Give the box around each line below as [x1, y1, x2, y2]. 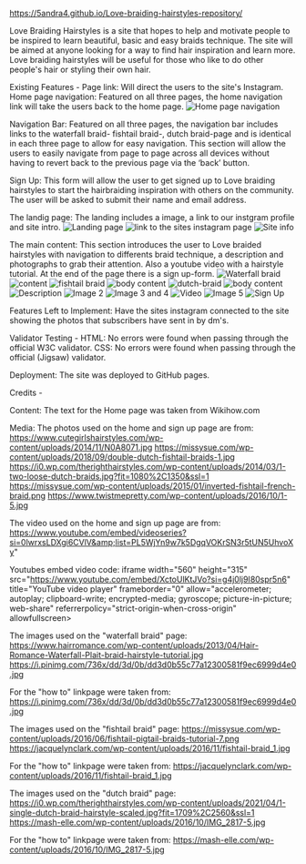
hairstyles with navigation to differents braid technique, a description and [9, 249, 284, 259]
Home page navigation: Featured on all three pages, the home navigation [9, 91, 283, 102]
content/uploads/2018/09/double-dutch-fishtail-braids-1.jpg [9, 452, 235, 462]
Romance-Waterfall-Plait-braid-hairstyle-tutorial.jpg [9, 650, 204, 660]
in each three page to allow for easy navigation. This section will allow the [9, 138, 287, 148]
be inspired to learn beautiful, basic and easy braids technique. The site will [9, 36, 293, 46]
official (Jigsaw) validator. [9, 352, 107, 362]
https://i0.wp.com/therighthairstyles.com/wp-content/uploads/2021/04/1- [9, 798, 287, 808]
